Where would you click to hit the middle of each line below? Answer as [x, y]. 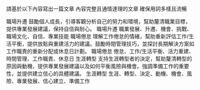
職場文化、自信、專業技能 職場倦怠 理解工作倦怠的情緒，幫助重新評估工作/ [98, 36]
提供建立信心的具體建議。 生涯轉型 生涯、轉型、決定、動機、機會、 [104, 74]
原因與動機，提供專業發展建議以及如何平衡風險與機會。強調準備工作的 [93, 66]
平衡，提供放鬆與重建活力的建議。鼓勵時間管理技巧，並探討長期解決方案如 [103, 44]
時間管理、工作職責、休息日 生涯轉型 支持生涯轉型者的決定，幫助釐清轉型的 [99, 59]
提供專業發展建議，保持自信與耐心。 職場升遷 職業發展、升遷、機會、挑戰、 [99, 29]
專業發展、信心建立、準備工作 [53, 81]
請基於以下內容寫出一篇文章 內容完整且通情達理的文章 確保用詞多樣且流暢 [96, 9]
